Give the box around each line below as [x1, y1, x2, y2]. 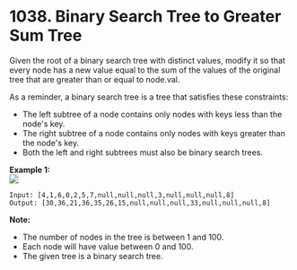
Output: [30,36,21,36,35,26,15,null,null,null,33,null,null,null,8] [9, 198, 271, 207]
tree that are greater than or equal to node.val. [9, 74, 180, 84]
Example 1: [9, 164, 51, 175]
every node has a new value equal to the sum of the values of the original [9, 65, 281, 75]
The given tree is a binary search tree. [22, 250, 163, 261]
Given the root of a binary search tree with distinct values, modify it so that [9, 55, 285, 65]
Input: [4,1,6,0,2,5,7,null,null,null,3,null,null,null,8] [9, 190, 235, 199]
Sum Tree [9, 25, 83, 46]
